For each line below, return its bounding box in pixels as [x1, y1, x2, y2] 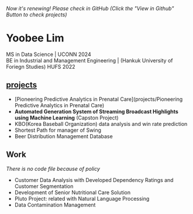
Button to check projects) [6, 11, 67, 18]
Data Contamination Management [14, 201, 96, 208]
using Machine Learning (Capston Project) [14, 114, 119, 121]
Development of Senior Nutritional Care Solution [14, 189, 130, 196]
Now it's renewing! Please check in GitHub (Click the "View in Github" [6, 5, 174, 12]
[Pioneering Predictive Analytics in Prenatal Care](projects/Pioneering [14, 96, 183, 103]
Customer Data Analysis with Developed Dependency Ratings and [14, 176, 174, 183]
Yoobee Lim [6, 31, 64, 45]
